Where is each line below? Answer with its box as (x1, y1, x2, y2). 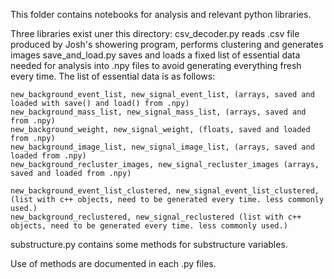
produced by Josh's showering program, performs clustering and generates (10, 39, 324, 50)
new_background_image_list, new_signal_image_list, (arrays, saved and (10, 142, 315, 152)
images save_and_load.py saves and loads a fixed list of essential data (10, 49, 301, 61)
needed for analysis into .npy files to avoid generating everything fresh (10, 60, 302, 71)
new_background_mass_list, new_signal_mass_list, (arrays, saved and (10, 107, 307, 117)
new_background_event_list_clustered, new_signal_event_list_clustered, (10, 186, 320, 196)
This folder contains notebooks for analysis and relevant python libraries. (10, 9, 312, 20)
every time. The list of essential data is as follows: (10, 70, 216, 82)
